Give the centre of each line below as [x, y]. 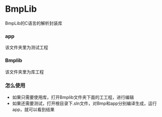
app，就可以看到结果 [33, 109]
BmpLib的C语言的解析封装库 [34, 23]
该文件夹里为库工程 [25, 71]
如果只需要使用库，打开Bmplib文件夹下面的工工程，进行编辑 [73, 97]
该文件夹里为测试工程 [27, 47]
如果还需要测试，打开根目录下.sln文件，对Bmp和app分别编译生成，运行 [84, 103]
